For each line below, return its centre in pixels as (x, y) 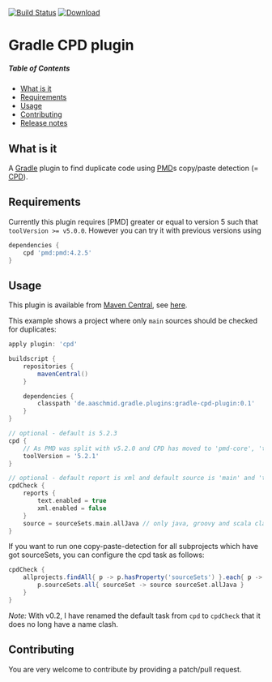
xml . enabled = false (72, 508)
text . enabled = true (72, 501)
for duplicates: (32, 329)
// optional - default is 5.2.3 (63, 434)
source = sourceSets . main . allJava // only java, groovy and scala (137, 523)
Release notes (44, 123)
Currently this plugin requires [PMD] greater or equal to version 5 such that (134, 221)
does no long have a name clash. (64, 624)
